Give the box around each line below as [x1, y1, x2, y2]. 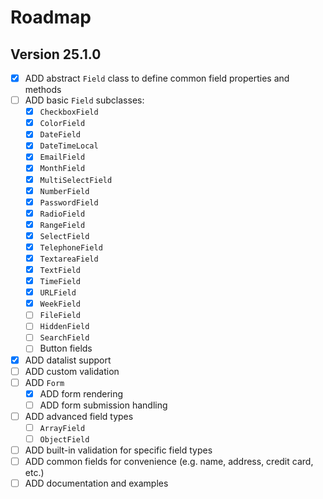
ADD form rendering [39, 387, 124, 400]
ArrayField [39, 423, 86, 433]
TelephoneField [39, 242, 103, 253]
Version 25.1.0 [10, 46, 102, 63]
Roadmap [10, 6, 92, 29]
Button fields [39, 342, 93, 355]
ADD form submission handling [39, 399, 168, 411]
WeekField [39, 299, 82, 310]
